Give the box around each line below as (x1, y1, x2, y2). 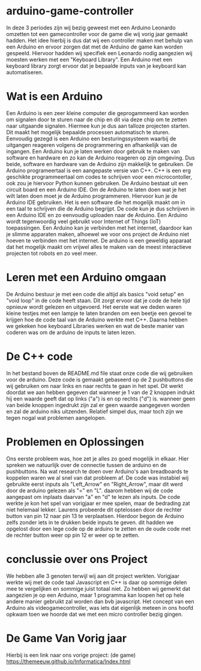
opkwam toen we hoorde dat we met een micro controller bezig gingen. (6, 610, 183, 618)
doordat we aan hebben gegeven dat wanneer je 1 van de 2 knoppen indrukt (6, 389, 195, 396)
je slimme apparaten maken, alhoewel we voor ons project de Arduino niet (6, 230, 190, 237)
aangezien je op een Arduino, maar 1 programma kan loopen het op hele (6, 591, 185, 598)
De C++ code (6, 350, 73, 363)
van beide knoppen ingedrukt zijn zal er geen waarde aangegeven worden (6, 401, 190, 408)
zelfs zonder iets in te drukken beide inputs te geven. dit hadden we (6, 519, 174, 526)
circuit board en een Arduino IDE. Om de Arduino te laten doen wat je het (6, 186, 187, 193)
